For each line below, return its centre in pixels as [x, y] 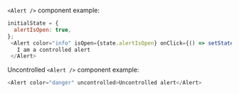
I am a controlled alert [54, 50]
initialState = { [33, 23]
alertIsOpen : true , [43, 30]
